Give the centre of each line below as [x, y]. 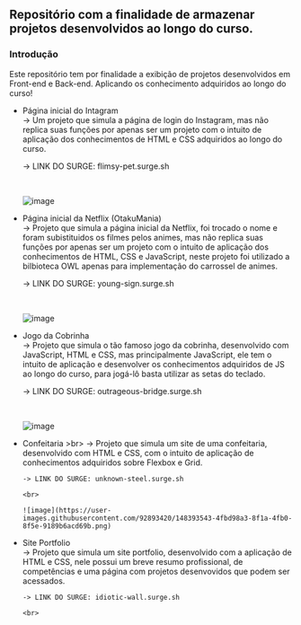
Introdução [34, 55]
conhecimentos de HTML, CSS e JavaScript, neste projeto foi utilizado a [156, 256]
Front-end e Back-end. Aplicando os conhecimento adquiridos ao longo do [148, 84]
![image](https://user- [67, 510]
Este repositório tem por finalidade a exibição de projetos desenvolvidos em [150, 74]
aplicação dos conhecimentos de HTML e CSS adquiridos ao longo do [152, 139]
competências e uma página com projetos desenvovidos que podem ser [156, 571]
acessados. [44, 581]
